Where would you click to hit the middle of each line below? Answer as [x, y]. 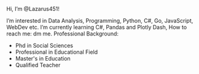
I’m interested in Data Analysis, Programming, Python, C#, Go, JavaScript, [100, 20]
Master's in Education [43, 58]
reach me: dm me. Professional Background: [62, 34]
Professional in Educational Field [57, 52]
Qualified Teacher [38, 65]
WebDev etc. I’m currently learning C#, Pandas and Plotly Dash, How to [97, 27]
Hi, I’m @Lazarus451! [33, 9]
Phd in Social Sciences [44, 46]
